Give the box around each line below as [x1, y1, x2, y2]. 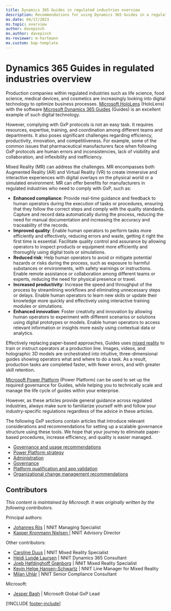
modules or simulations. [13, 303, 63, 309]
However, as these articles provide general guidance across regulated [6, 397, 152, 403]
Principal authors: [6, 514, 43, 521]
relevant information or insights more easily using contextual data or [13, 325, 156, 331]
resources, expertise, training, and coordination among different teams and [6, 126, 163, 133]
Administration [13, 455, 44, 461]
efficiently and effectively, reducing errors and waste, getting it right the [13, 233, 164, 239]
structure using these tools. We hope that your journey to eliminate [6, 429, 145, 435]
